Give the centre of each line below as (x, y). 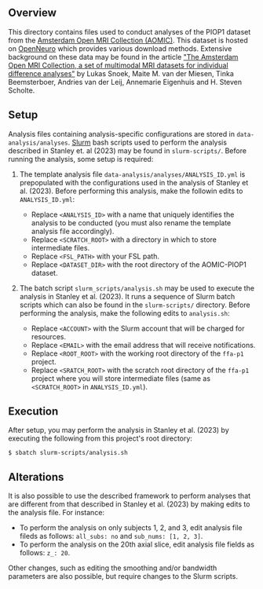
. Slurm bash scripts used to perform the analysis (148, 142)
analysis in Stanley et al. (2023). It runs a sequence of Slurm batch (127, 296)
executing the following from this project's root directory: (100, 438)
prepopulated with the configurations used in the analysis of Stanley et (134, 182)
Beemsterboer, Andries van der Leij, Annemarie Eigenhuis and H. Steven (125, 82)
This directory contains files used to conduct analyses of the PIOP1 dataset (130, 31)
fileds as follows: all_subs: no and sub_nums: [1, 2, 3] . (111, 536)
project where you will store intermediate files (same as (121, 378)
